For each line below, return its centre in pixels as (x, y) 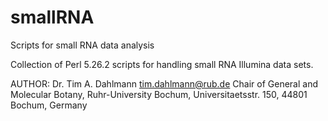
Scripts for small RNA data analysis (82, 45)
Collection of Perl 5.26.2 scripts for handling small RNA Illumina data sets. (162, 64)
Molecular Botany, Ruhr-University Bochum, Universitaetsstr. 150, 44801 (159, 94)
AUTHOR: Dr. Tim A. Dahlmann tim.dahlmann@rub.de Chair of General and (164, 83)
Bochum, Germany (49, 105)
